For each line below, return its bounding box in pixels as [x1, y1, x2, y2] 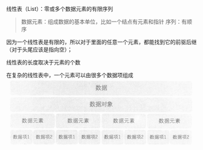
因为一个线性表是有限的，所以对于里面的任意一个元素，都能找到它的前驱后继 [6, 39, 197, 45]
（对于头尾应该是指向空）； [6, 46, 72, 53]
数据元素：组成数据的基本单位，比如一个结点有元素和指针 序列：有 [21, 18, 187, 25]
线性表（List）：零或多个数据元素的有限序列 [6, 5, 114, 12]
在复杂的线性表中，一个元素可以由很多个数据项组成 [6, 72, 134, 78]
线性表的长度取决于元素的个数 [6, 59, 80, 66]
